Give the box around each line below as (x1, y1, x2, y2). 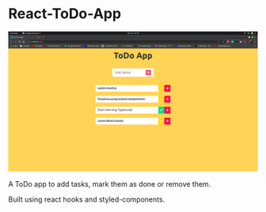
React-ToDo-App (8, 5, 121, 23)
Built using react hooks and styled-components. (8, 195, 165, 204)
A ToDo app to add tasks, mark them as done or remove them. (8, 180, 211, 189)
